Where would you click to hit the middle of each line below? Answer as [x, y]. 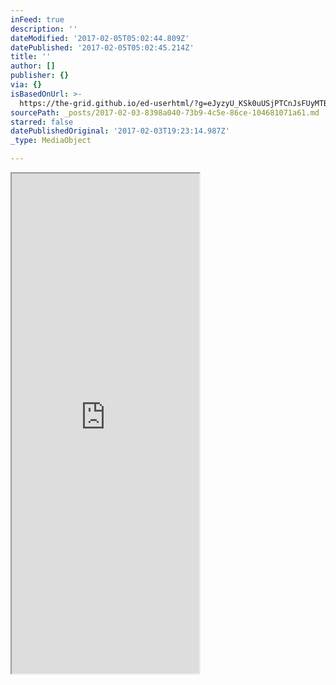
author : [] [33, 66]
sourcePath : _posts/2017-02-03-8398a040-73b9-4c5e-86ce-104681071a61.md [165, 112]
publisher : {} [40, 76]
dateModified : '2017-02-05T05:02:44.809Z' [100, 38]
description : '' [44, 29]
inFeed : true [37, 19]
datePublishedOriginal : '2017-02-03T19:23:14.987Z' [120, 131]
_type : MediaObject [51, 141]
